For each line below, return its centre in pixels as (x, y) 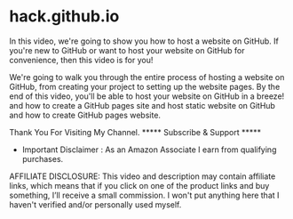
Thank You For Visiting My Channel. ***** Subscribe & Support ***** (135, 132)
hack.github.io (64, 16)
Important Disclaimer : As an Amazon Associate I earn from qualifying (149, 150)
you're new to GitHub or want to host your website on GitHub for (127, 50)
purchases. (43, 158)
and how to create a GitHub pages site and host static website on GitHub (142, 105)
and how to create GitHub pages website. (85, 115)
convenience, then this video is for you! (81, 60)
